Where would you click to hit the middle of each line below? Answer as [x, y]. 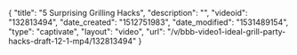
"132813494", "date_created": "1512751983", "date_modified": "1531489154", [148, 22]
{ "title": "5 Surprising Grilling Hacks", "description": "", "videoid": [128, 13]
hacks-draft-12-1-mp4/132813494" [72, 41]
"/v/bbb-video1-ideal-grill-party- [226, 31]
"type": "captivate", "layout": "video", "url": [87, 31]
